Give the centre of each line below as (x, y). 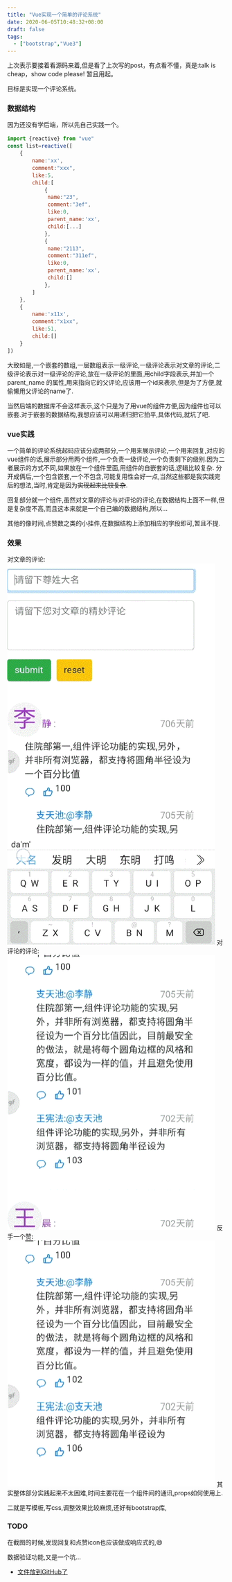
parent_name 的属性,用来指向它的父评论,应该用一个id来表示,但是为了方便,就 (115, 382)
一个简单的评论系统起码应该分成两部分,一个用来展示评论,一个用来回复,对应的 (116, 450)
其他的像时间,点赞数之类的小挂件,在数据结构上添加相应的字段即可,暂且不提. (114, 523)
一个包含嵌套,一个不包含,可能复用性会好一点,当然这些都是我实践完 (127, 476)
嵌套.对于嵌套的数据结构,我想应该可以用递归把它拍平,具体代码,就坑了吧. (109, 414)
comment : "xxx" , (54, 168)
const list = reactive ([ (40, 146)
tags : (15, 37)
